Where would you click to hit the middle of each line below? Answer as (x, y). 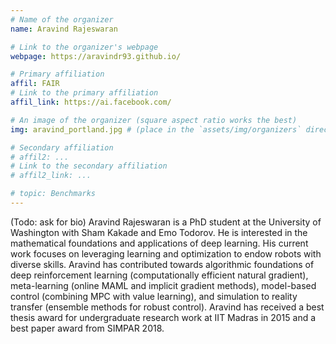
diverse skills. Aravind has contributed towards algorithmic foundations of (162, 264)
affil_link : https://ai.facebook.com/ (91, 102)
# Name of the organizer (62, 19)
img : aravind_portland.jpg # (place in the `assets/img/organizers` (156, 129)
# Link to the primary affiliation (84, 93)
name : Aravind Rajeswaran (64, 29)
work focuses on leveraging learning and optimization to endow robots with (166, 253)
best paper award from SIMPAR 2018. (87, 328)
